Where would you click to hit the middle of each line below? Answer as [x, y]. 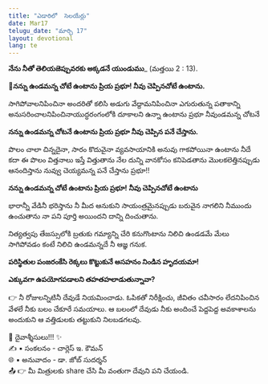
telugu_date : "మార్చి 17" [48, 31]
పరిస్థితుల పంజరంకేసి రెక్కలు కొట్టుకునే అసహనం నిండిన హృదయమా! [104, 262]
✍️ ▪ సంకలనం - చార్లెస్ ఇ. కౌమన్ [56, 348]
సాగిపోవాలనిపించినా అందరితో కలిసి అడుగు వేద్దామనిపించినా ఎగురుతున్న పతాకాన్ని [124, 104]
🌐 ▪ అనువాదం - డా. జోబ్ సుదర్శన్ [58, 360]
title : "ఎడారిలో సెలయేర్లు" [49, 16]
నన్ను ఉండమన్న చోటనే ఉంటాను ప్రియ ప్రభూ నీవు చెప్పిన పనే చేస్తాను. [104, 132]
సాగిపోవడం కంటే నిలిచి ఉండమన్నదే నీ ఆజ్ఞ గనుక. [77, 244]
